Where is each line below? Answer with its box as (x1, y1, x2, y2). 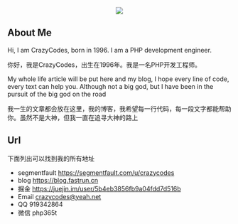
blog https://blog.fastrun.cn (17, 176, 99, 184)
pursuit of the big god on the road (7, 90, 107, 98)
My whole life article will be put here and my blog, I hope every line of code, (7, 75, 229, 83)
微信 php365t (17, 208, 58, 217)
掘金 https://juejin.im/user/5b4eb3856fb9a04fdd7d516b (17, 184, 181, 193)
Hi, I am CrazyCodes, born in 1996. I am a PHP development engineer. (7, 46, 212, 54)
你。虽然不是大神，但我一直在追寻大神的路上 (7, 113, 139, 122)
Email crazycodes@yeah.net (17, 192, 102, 201)
